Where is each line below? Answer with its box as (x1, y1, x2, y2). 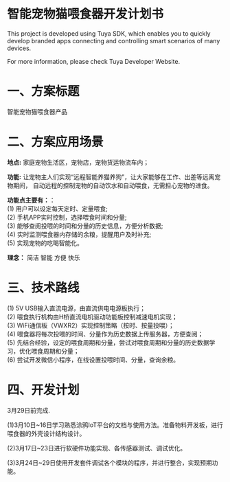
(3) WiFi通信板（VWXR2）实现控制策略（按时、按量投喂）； (7, 321, 175, 330)
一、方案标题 (7, 84, 80, 100)
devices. (7, 44, 32, 52)
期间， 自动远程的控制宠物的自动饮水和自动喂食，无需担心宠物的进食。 (12, 181, 214, 190)
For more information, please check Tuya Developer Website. (7, 57, 181, 65)
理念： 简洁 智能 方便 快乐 (7, 253, 80, 262)
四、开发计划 (7, 382, 80, 398)
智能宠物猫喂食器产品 (7, 107, 67, 115)
